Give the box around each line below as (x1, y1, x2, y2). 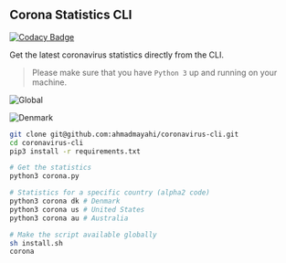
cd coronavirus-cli (9, 138, 84, 147)
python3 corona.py (9, 172, 79, 181)
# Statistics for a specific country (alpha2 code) (9, 188, 210, 197)
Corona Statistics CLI (9, 7, 132, 23)
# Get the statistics (9, 163, 92, 173)
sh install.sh (9, 238, 64, 247)
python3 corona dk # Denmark (9, 196, 121, 206)
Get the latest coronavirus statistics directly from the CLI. (9, 49, 225, 60)
